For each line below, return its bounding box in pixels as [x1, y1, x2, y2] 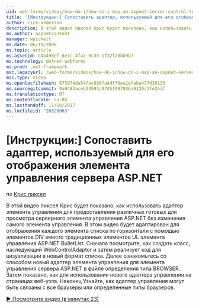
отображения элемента [6, 158, 130, 172]
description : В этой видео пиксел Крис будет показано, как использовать [6, 25, 192, 31]
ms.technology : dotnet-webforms [6, 58, 86, 64]
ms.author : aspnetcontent [6, 31, 70, 37]
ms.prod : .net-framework [6, 63, 68, 70]
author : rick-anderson [6, 20, 62, 25]
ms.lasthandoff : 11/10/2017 [6, 102, 76, 108]
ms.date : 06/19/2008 [6, 42, 57, 48]
